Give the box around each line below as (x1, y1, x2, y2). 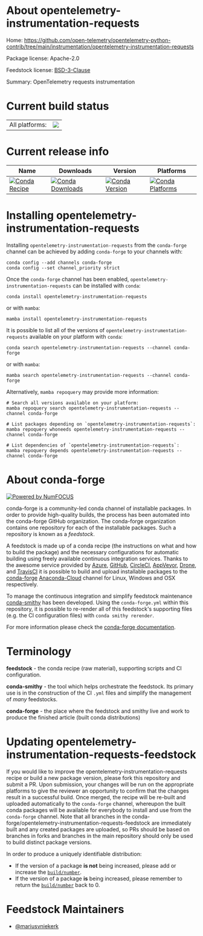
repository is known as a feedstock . (6, 530, 95, 537)
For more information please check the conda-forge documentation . (6, 623, 176, 630)
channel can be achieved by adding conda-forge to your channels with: (6, 247, 183, 255)
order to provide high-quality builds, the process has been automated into (6, 511, 190, 518)
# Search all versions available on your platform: (6, 400, 139, 406)
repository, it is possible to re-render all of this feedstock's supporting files (6, 605, 192, 612)
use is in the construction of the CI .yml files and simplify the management (6, 689, 192, 696)
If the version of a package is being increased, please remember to (14, 875, 182, 882)
